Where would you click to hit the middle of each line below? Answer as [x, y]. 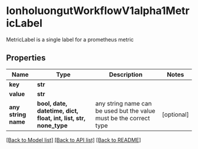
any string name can [123, 103]
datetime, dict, [58, 111]
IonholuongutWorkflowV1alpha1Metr [98, 11]
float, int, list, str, [61, 118]
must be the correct [123, 118]
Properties [26, 58]
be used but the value [125, 111]
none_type [52, 126]
